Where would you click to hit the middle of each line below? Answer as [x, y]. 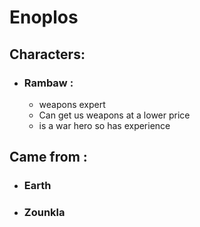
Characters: [47, 54]
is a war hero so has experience [104, 125]
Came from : [48, 157]
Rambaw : [48, 83]
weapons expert [72, 104]
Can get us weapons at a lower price [114, 115]
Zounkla [44, 213]
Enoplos [44, 17]
